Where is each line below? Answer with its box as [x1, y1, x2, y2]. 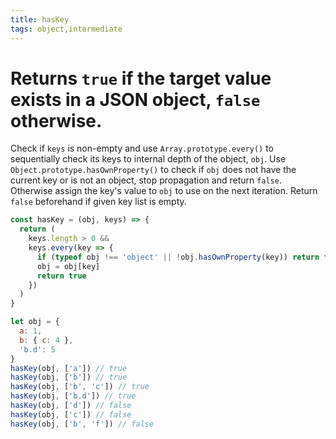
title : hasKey [10, 14, 70, 25]
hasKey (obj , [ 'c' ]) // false [10, 409, 132, 420]
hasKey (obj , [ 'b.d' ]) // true [10, 391, 137, 401]
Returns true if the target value [10, 67, 272, 90]
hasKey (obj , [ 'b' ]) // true [10, 372, 128, 383]
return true [36, 271, 87, 281]
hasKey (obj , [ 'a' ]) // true [10, 363, 128, 373]
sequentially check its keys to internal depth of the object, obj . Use [10, 153, 287, 165]
